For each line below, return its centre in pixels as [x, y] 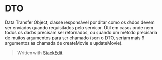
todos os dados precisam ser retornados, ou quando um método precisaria [81, 32]
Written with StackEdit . [40, 53]
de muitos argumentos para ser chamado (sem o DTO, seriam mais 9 [75, 38]
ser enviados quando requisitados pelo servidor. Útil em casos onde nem [79, 27]
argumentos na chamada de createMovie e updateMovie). [64, 43]
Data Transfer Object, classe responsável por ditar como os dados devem [80, 22]
